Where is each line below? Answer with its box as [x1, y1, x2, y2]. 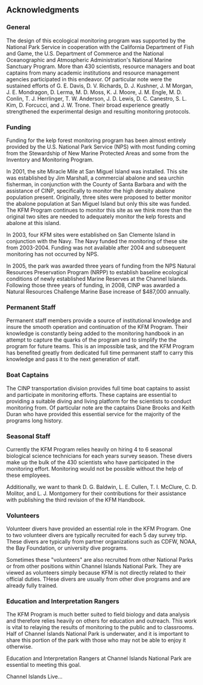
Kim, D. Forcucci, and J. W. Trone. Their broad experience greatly [6, 101, 170, 109]
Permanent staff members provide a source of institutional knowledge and [6, 317, 192, 324]
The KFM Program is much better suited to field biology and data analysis [6, 611, 190, 618]
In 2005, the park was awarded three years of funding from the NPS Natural [6, 262, 196, 269]
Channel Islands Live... [6, 673, 63, 680]
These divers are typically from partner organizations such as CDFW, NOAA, [6, 538, 197, 545]
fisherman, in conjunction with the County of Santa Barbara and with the [6, 180, 187, 187]
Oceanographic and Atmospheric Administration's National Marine [6, 56, 172, 63]
